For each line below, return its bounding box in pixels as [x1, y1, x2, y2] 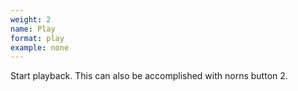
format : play [10, 33, 65, 43]
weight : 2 [10, 14, 52, 25]
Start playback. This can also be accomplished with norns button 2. [10, 70, 288, 82]
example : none [10, 42, 70, 53]
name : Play [10, 24, 56, 34]
